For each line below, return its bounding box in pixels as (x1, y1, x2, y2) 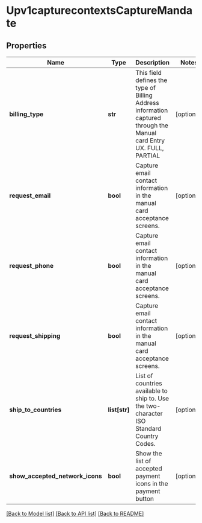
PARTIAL (135, 151, 161, 160)
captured (135, 114, 161, 122)
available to (135, 387, 168, 395)
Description (135, 59, 170, 66)
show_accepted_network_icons (9, 472, 102, 480)
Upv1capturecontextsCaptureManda (6, 4, 193, 17)
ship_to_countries (9, 405, 62, 414)
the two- (135, 402, 161, 410)
